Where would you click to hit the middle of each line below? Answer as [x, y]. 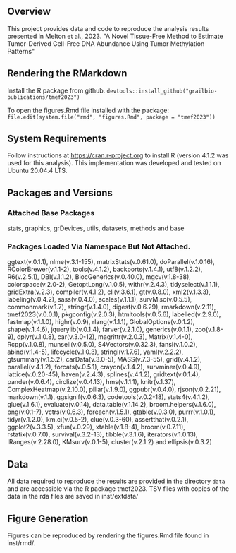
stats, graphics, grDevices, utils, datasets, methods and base [96, 228]
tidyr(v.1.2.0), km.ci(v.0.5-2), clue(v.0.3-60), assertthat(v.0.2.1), [98, 420]
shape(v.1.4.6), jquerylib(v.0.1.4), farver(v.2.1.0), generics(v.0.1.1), [100, 329]
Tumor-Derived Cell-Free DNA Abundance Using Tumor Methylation [106, 43]
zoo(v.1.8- [209, 329]
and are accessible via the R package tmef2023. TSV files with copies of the [118, 489]
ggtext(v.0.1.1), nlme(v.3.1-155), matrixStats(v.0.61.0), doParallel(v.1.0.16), [111, 262]
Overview [29, 12]
